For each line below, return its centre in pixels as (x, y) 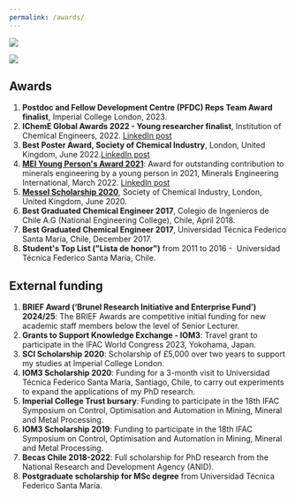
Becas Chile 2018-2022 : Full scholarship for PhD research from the (145, 457)
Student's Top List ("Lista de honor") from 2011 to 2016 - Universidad (151, 249)
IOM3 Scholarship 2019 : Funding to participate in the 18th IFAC (137, 429)
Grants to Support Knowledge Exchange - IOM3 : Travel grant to (140, 335)
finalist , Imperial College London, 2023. (95, 117)
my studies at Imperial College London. (93, 364)
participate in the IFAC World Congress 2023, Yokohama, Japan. (139, 345)
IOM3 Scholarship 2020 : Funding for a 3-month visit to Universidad (146, 373)
